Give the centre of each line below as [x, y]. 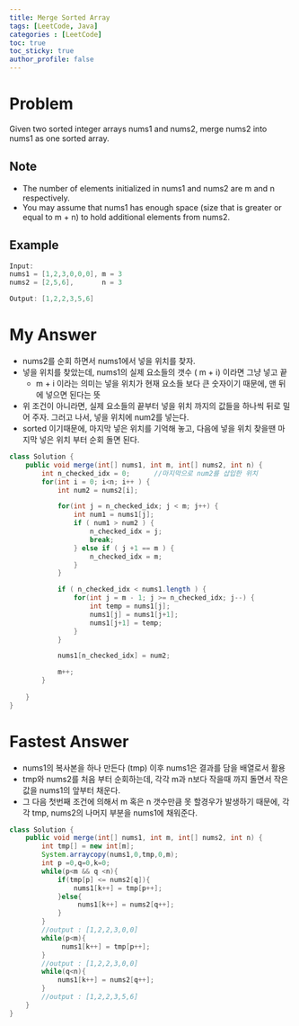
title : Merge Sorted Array [60, 18]
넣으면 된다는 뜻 [73, 395]
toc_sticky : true [42, 51]
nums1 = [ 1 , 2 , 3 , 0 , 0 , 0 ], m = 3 [66, 274]
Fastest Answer [69, 741]
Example [34, 245]
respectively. [46, 198]
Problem [41, 104]
